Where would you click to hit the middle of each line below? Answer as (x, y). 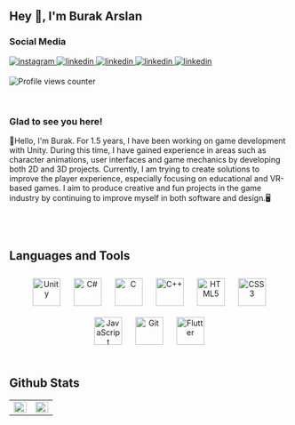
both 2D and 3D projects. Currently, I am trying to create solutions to (135, 169)
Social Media (38, 42)
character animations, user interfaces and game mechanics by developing (145, 159)
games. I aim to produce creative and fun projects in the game (148, 188)
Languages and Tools (70, 256)
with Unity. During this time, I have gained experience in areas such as (138, 150)
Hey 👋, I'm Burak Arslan (76, 16)
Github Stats (44, 383)
